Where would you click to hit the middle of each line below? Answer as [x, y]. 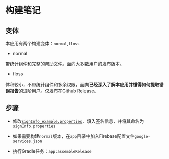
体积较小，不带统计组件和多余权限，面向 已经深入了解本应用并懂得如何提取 [82, 84]
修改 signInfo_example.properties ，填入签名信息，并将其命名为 [78, 121]
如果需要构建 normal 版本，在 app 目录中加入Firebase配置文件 [73, 136]
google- [143, 136]
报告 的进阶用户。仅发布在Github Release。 [54, 91]
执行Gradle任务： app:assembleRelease [52, 151]
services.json [27, 141]
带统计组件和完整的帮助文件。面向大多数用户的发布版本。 [65, 64]
